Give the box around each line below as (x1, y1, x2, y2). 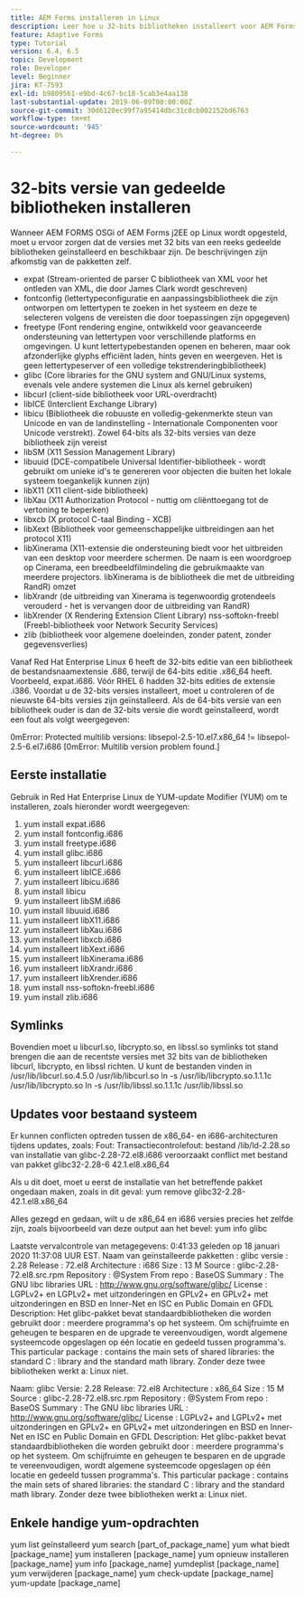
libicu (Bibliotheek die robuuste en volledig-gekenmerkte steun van (23, 408, 273, 419)
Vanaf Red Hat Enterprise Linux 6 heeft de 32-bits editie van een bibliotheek (10, 656, 294, 667)
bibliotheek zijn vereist (23, 436, 107, 448)
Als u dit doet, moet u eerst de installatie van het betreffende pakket (10, 1177, 263, 1188)
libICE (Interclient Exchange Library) (23, 398, 158, 409)
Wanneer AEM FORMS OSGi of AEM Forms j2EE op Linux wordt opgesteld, (10, 227, 288, 238)
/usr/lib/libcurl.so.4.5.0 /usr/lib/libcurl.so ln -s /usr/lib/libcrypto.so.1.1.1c (10, 1070, 272, 1081)
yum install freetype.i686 (23, 838, 116, 849)
